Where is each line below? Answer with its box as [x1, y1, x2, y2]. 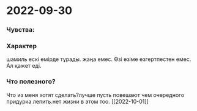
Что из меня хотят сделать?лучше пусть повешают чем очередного [6, 91, 185, 98]
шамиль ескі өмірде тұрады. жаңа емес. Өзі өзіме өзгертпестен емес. [6, 56, 191, 63]
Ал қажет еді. [6, 62, 42, 70]
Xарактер [6, 42, 37, 51]
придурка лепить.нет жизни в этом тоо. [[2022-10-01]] [6, 98, 149, 105]
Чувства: [6, 26, 35, 34]
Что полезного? [6, 77, 56, 86]
